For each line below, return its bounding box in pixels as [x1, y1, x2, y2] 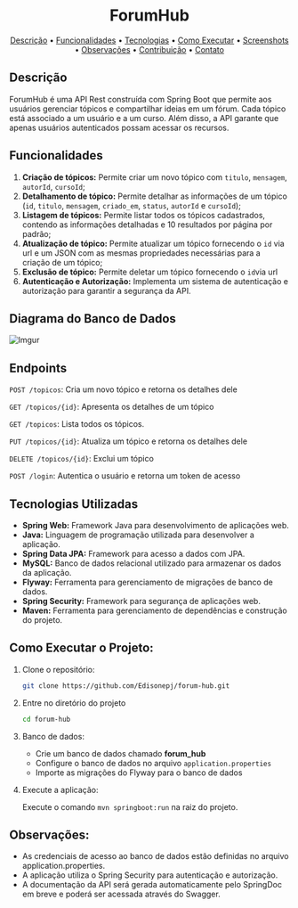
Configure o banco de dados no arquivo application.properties [35, 757, 272, 768]
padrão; [21, 228, 52, 239]
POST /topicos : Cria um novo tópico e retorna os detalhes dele [9, 384, 238, 395]
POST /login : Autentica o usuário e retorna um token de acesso [9, 470, 241, 481]
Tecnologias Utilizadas [9, 496, 139, 511]
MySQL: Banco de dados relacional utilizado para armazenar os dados [21, 558, 282, 569]
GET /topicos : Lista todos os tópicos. [9, 419, 145, 429]
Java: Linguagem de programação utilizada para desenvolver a [21, 529, 255, 540]
